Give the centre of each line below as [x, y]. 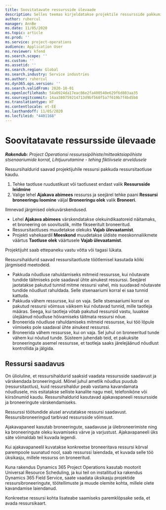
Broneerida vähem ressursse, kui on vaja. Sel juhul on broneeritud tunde [86, 332]
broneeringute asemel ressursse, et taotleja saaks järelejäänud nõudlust [85, 343]
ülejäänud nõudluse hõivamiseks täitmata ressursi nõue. [69, 316]
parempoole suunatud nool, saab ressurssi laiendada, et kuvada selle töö [80, 452]
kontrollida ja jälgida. [33, 348]
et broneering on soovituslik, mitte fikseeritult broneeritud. [71, 224]
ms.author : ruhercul [26, 79]
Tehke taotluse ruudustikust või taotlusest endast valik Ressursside [81, 184]
